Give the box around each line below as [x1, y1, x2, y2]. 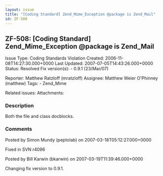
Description [5, 102, 34, 109]
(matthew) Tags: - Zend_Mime [5, 81, 67, 87]
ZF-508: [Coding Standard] [5, 34, 91, 43]
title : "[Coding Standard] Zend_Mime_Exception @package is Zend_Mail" [5, 12, 156, 17]
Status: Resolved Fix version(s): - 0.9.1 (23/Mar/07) [5, 66, 109, 72]
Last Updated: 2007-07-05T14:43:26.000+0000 [55, 60, 153, 66]
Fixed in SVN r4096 [5, 146, 45, 152]
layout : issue [5, 7, 35, 12]
